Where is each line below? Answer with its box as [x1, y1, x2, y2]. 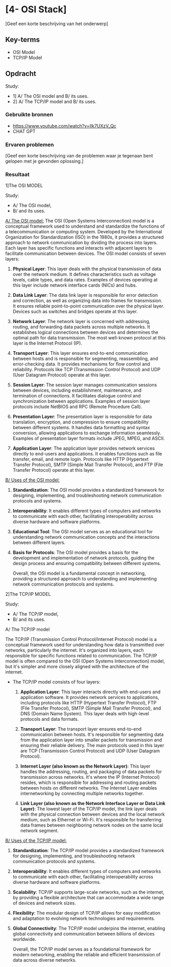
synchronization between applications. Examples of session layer [12, 398, 151, 405]
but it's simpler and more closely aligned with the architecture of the [5, 663, 149, 670]
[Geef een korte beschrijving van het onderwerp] [5, 21, 108, 27]
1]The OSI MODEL [5, 183, 43, 189]
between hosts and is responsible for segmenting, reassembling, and [12, 355, 158, 362]
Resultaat [5, 171, 30, 178]
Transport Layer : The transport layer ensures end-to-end [20, 726, 142, 732]
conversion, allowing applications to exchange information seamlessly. [12, 430, 161, 436]
